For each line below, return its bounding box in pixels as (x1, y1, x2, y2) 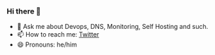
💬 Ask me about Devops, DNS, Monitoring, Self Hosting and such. (16, 23, 209, 31)
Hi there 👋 (6, 6, 42, 16)
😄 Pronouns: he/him (16, 40, 77, 49)
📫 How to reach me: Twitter (16, 30, 100, 39)
